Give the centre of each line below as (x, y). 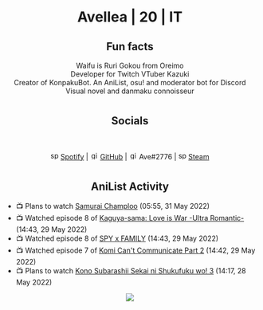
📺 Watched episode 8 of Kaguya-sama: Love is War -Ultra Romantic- (130, 218)
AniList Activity (130, 186)
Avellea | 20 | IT (130, 17)
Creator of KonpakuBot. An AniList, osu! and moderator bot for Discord (130, 82)
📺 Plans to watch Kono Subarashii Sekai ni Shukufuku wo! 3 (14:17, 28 (131, 271)
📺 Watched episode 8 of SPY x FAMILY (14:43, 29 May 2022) (117, 238)
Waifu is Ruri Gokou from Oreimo (130, 65)
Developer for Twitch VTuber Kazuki (130, 74)
